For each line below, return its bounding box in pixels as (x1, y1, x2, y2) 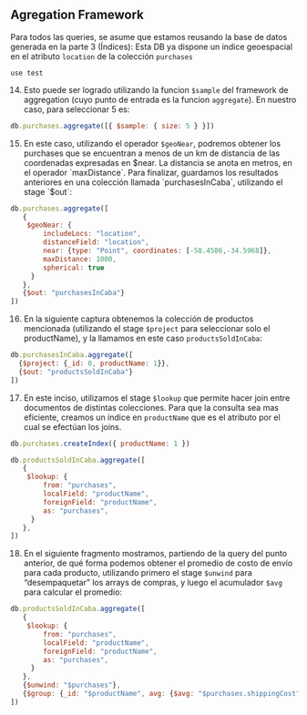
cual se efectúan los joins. (23, 421, 122, 432)
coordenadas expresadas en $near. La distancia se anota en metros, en (23, 157, 292, 168)
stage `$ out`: (23, 186, 72, 197)
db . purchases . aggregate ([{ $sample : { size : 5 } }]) (10, 121, 215, 130)
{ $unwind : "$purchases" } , (22, 680, 121, 690)
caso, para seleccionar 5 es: (23, 104, 130, 115)
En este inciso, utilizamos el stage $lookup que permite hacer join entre (23, 392, 291, 403)
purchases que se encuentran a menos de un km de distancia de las (23, 148, 281, 158)
